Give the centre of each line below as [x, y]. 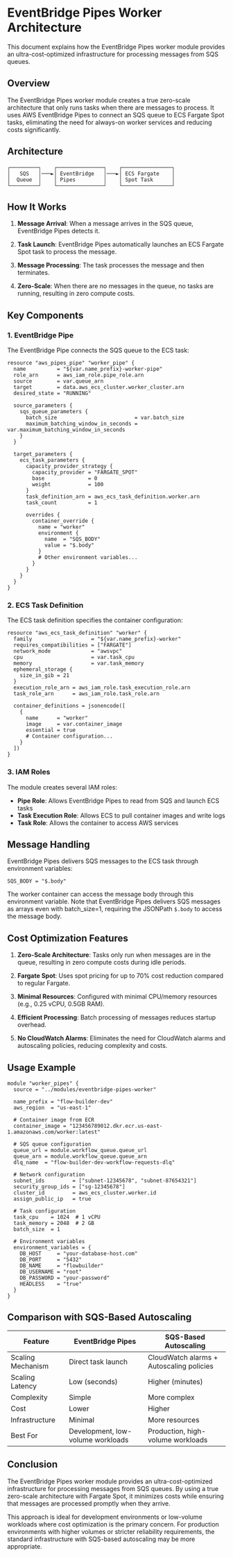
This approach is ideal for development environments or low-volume [105, 1517]
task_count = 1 [61, 503]
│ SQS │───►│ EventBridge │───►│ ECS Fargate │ [91, 174]
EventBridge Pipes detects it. [59, 231]
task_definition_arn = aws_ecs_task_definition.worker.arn [112, 497]
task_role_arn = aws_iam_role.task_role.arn [86, 694]
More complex [171, 1397]
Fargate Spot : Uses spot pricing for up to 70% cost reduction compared [120, 976]
